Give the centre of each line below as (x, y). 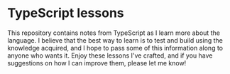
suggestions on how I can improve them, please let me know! (97, 63)
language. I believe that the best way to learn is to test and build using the (115, 40)
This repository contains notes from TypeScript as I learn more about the (114, 33)
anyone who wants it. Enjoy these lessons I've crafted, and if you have (110, 55)
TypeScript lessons (66, 13)
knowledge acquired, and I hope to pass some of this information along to (115, 48)
